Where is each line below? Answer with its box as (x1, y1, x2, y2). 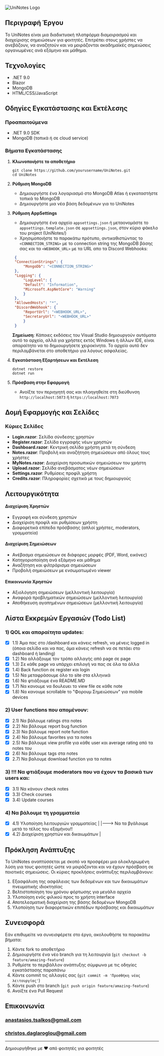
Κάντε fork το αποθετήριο (12, 946, 65, 952)
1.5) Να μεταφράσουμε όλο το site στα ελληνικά (12, 672, 111, 678)
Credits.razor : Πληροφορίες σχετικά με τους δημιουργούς (12, 476, 131, 482)
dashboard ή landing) (12, 651, 56, 657)
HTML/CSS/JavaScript (12, 90, 58, 96)
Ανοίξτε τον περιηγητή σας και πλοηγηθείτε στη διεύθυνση (19, 389, 140, 395)
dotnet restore (12, 367, 43, 372)
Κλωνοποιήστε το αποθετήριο (12, 158, 76, 164)
